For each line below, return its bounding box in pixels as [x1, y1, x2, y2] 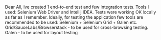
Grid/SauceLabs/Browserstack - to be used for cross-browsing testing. [5, 25, 148, 30]
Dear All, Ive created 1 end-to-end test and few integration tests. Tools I [5, 4, 149, 10]
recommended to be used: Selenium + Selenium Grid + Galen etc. [5, 19, 138, 25]
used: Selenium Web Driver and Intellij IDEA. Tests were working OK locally [5, 9, 156, 15]
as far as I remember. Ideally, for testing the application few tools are [5, 14, 143, 20]
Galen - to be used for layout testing [5, 30, 78, 35]
